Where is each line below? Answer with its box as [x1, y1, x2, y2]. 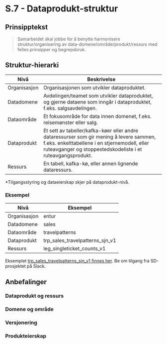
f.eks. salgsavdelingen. [43, 105, 97, 112]
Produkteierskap [5, 333, 46, 340]
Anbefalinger [5, 277, 47, 286]
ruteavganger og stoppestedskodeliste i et [43, 145, 142, 152]
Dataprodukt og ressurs [5, 292, 64, 299]
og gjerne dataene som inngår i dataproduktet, [43, 98, 152, 105]
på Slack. [26, 263, 46, 269]
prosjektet [5, 263, 26, 269]
